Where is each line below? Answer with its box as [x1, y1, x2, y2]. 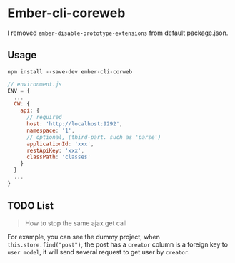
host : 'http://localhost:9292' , [26, 120, 123, 128]
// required [26, 114, 62, 121]
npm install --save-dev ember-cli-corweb [7, 68, 133, 76]
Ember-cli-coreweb [7, 5, 126, 21]
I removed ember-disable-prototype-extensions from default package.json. [7, 29, 229, 37]
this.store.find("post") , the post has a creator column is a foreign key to [7, 240, 229, 249]
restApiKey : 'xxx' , [26, 147, 84, 154]
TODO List [7, 200, 54, 212]
